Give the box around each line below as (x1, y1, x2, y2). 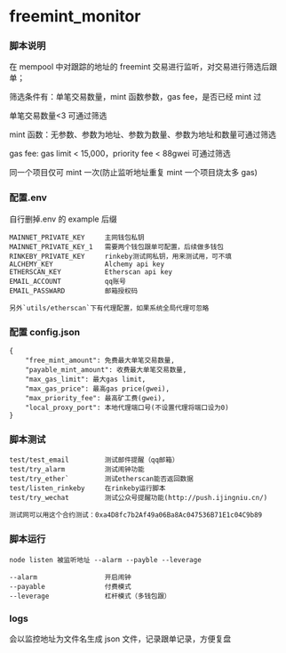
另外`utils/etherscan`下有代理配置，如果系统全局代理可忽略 (9, 303, 210, 312)
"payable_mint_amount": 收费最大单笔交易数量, (25, 366, 187, 375)
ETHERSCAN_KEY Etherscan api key (9, 267, 173, 277)
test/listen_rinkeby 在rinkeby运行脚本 (9, 484, 166, 493)
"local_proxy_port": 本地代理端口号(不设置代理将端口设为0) (25, 403, 229, 413)
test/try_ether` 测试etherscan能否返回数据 (9, 474, 194, 484)
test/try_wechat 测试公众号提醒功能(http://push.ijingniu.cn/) (9, 494, 268, 503)
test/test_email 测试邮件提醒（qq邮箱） (9, 455, 179, 464)
